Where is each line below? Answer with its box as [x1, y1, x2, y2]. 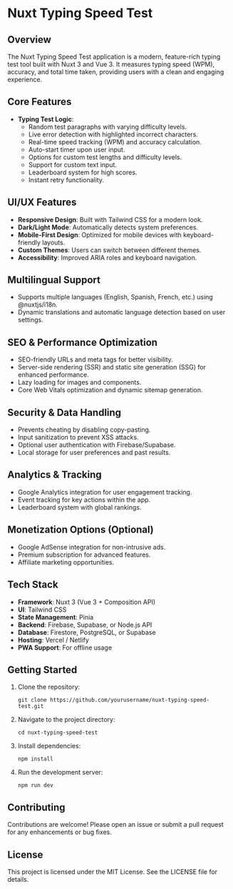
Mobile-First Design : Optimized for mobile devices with [17, 230, 182, 239]
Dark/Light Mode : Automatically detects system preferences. [17, 223, 198, 232]
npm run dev [17, 782, 53, 789]
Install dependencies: [17, 742, 81, 750]
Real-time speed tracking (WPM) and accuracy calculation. [28, 137, 202, 146]
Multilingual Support [7, 274, 101, 287]
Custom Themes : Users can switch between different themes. [17, 245, 202, 254]
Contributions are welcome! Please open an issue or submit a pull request [7, 820, 224, 829]
